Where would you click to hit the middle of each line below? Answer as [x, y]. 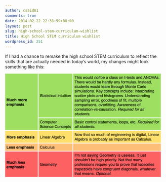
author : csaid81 [22, 10]
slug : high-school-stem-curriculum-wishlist [52, 31]
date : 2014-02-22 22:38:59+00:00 [40, 21]
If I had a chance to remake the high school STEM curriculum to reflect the [81, 56]
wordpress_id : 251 [24, 42]
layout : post [19, 26]
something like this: [25, 67]
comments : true [21, 16]
